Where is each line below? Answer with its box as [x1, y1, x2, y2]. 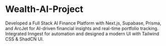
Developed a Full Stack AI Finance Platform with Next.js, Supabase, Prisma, [5, 20, 161, 26]
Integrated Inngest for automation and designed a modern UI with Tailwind [5, 30, 159, 36]
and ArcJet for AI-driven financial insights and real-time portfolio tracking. [5, 25, 158, 31]
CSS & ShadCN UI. [5, 36, 44, 42]
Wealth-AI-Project [5, 3, 84, 15]
